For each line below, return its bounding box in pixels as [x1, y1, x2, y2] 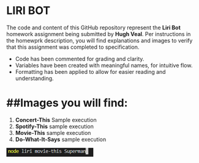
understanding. [15, 74, 54, 82]
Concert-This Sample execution [15, 116, 97, 123]
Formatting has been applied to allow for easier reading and [15, 68, 167, 75]
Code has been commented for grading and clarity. [15, 55, 145, 62]
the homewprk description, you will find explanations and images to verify [6, 37, 193, 44]
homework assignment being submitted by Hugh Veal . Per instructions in [6, 30, 191, 37]
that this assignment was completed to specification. [6, 43, 140, 51]
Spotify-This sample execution [15, 123, 94, 130]
